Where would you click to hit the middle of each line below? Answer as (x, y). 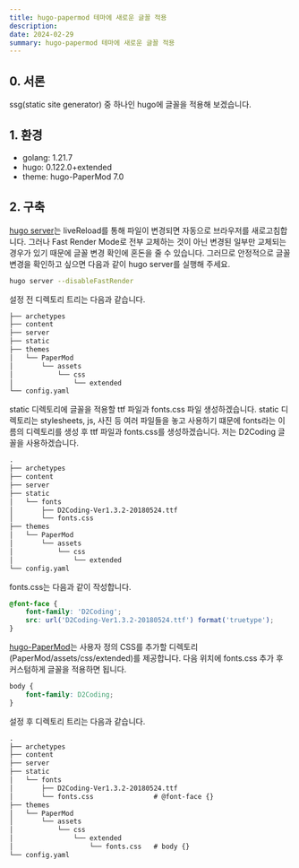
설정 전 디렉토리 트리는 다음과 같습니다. (77, 299)
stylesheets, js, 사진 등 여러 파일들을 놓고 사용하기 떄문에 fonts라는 (158, 421)
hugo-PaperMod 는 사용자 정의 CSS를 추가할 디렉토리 (104, 647)
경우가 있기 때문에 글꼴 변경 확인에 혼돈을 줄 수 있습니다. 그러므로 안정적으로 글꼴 (150, 253)
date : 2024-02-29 (42, 34)
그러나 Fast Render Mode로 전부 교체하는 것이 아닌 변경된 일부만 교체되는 (157, 241)
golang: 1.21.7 (47, 157)
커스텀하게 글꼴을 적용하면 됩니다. (68, 670)
